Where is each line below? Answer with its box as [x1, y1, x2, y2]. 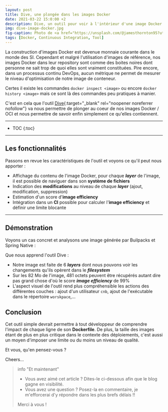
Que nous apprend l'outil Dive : [5, 252, 69, 258]
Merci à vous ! [17, 401, 47, 407]
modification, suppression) [12, 188, 68, 194]
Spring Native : [5, 242, 36, 248]
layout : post [5, 7, 32, 12]
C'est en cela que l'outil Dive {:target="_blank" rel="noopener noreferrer [5, 100, 153, 106]
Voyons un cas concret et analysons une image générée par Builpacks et [5, 237, 155, 243]
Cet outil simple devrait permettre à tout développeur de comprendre [5, 321, 147, 327]
